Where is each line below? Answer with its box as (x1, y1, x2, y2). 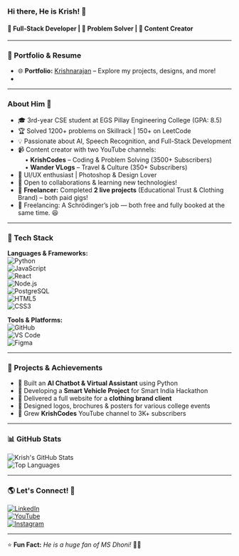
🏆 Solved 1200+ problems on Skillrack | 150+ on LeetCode (17, 126, 191, 135)
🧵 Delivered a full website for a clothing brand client (17, 394, 172, 403)
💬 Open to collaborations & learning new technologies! (17, 178, 178, 187)
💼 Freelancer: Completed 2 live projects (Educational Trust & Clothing (17, 185, 224, 194)
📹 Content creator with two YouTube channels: (17, 145, 156, 154)
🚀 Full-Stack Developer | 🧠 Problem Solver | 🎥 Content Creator (7, 24, 193, 33)
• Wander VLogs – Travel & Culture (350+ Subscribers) (24, 163, 188, 172)
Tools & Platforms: (7, 316, 63, 325)
